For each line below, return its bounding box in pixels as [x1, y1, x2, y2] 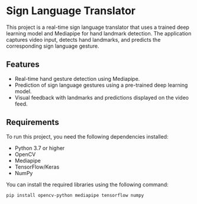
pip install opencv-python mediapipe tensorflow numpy [6, 192, 144, 198]
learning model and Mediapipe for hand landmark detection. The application [6, 29, 192, 37]
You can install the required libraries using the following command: [6, 181, 169, 188]
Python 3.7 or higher [14, 144, 65, 152]
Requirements [6, 117, 59, 127]
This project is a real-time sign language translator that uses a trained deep [6, 24, 189, 31]
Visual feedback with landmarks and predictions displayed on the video [14, 94, 189, 101]
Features [6, 60, 40, 70]
